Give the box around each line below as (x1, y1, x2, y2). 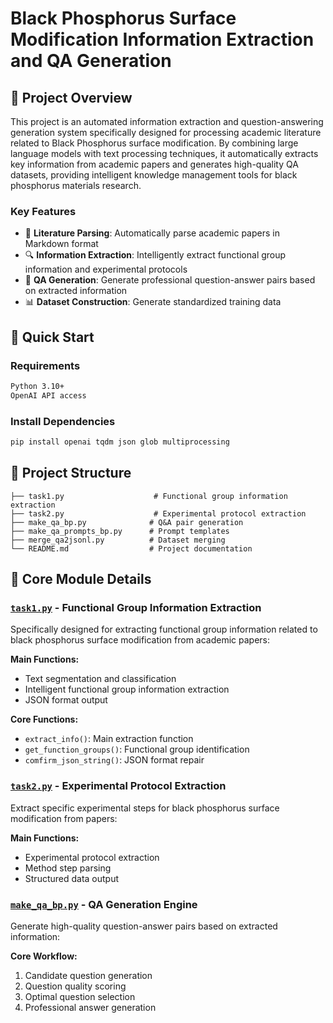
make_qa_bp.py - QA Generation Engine (10, 897, 198, 911)
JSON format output (24, 694, 108, 706)
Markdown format (24, 238, 99, 250)
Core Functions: (10, 713, 79, 726)
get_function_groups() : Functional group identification (24, 743, 250, 756)
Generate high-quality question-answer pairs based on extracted (10, 920, 278, 932)
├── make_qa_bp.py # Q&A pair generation (10, 517, 244, 527)
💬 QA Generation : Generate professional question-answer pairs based (24, 274, 316, 286)
